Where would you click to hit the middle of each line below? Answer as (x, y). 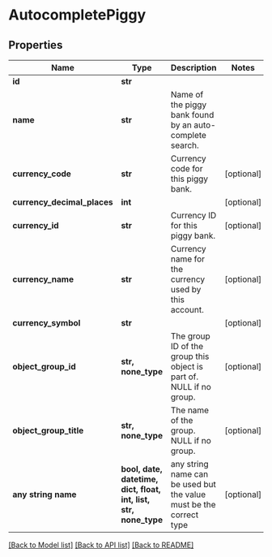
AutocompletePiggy (77, 15)
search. (185, 145)
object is (187, 367)
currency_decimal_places (63, 202)
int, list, (135, 499)
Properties (36, 45)
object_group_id (45, 367)
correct (185, 515)
